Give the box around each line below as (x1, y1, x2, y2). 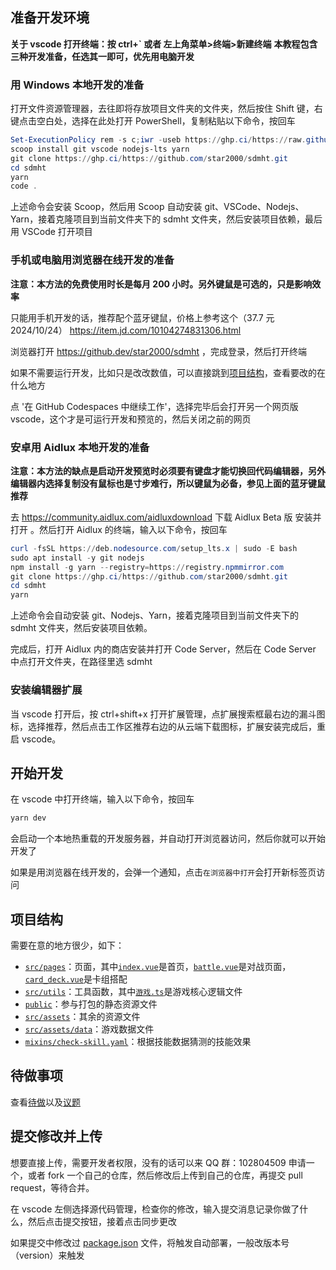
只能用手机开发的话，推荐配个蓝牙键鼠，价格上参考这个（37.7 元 (10, 311, 275, 323)
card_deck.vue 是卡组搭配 (24, 973, 128, 985)
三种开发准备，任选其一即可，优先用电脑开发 (10, 50, 195, 62)
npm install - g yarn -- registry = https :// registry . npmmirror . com (10, 562, 284, 572)
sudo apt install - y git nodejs (10, 553, 145, 563)
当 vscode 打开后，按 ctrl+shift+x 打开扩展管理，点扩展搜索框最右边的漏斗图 (10, 708, 326, 720)
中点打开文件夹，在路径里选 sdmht (10, 656, 153, 668)
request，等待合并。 (10, 1181, 95, 1193)
